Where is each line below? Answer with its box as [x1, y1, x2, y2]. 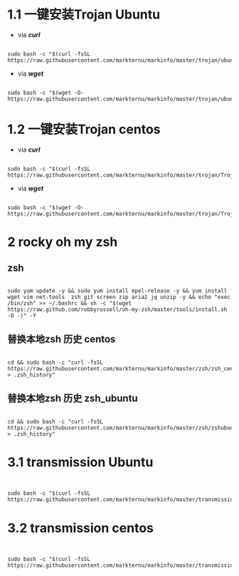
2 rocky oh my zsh [7, 234, 118, 250]
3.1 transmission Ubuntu [7, 454, 154, 470]
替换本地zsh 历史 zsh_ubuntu [7, 392, 138, 404]
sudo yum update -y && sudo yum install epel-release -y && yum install [7, 287, 228, 294]
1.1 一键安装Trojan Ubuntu [7, 6, 161, 23]
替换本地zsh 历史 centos [7, 333, 116, 345]
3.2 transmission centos [7, 520, 154, 536]
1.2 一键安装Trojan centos [7, 122, 161, 137]
